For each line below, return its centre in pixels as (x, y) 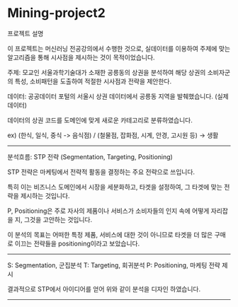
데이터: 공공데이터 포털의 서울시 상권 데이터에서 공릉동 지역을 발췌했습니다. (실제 (118, 96)
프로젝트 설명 (25, 33)
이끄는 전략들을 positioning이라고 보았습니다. (77, 243)
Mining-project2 (57, 13)
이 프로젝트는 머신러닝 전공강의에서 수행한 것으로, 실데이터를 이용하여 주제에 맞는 (119, 48)
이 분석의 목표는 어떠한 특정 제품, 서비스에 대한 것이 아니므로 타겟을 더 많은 (110, 234)
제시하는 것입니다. (45, 195)
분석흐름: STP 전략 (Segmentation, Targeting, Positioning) (90, 156)
